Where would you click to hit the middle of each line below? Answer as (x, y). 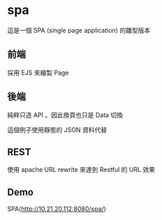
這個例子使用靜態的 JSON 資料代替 (57, 130)
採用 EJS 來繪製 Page (38, 73)
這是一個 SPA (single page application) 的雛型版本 (79, 30)
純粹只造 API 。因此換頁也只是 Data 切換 (65, 115)
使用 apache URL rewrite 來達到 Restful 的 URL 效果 (81, 170)
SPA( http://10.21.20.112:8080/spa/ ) (57, 209)
